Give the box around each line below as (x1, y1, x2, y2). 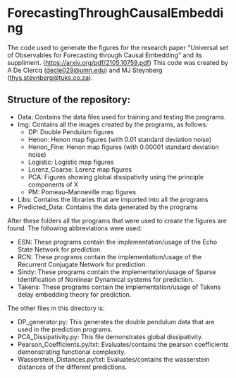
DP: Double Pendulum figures (27, 127, 114, 136)
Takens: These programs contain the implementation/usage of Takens (17, 283, 221, 291)
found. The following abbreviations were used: (7, 224, 142, 232)
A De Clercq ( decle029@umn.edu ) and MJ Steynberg (7, 66, 163, 74)
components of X (27, 180, 79, 189)
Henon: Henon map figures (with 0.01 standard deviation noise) (27, 135, 212, 143)
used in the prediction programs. (17, 325, 113, 333)
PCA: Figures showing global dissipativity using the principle (27, 172, 204, 181)
